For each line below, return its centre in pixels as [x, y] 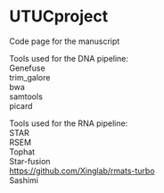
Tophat [22, 151]
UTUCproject [59, 17]
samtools [26, 96]
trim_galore [30, 77]
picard [21, 105]
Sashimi [24, 180]
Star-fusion [30, 161]
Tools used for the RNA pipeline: [69, 123]
